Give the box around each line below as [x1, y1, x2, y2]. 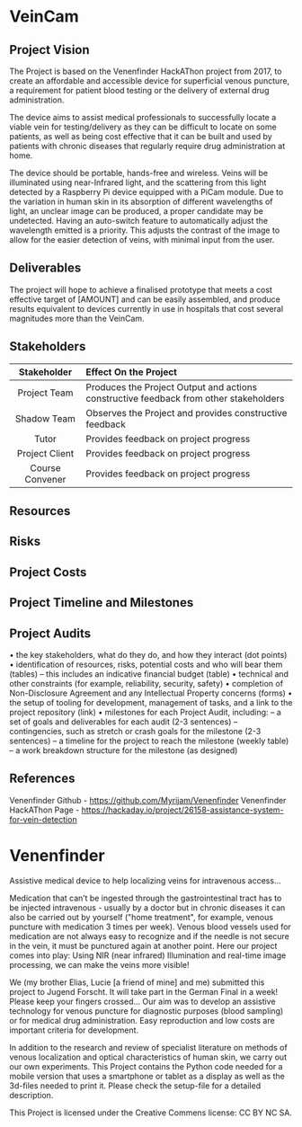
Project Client [16, 447, 75, 459]
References [9, 771, 75, 786]
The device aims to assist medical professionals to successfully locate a [9, 112, 277, 122]
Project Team [17, 386, 74, 399]
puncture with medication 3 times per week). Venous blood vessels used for [9, 921, 292, 932]
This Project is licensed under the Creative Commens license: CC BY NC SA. [9, 1107, 293, 1118]
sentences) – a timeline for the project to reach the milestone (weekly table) [9, 735, 289, 746]
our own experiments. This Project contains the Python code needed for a [9, 1060, 283, 1071]
